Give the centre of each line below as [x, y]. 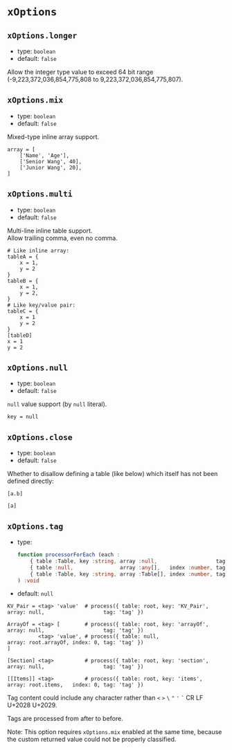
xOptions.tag [35, 526]
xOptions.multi [40, 194]
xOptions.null [37, 368]
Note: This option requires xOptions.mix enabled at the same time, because [115, 732]
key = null [23, 417]
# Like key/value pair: [42, 305]
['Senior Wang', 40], [51, 161]
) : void [28, 580]
